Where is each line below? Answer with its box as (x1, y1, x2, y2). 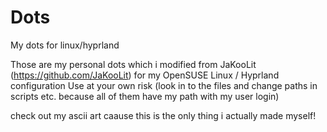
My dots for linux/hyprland (10, 39, 120, 51)
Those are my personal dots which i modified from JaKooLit (10, 58, 257, 70)
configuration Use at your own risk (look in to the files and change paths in (10, 79, 318, 91)
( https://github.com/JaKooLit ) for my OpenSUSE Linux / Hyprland (10, 69, 280, 81)
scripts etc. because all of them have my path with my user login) (10, 90, 280, 102)
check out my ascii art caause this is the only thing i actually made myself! (10, 109, 317, 121)
